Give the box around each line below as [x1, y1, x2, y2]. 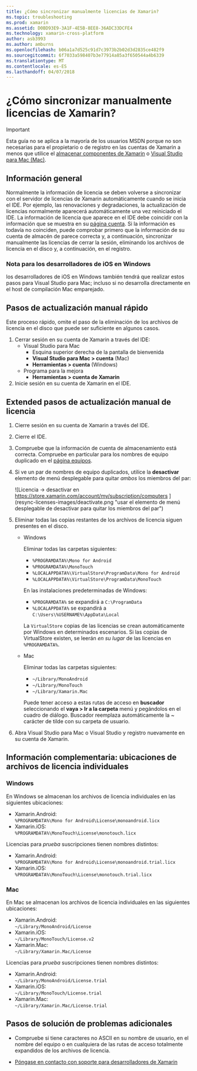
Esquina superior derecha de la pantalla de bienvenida [32, 348, 164, 356]
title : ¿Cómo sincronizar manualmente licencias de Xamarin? [6, 8, 159, 15]
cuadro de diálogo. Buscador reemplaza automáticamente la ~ [23, 711, 175, 719]
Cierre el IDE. [14, 433, 47, 440]
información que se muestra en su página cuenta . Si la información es [6, 220, 175, 227]
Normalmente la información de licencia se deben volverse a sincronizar [6, 189, 181, 196]
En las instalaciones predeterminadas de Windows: [23, 587, 148, 594]
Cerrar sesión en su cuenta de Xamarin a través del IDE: [14, 336, 151, 343]
